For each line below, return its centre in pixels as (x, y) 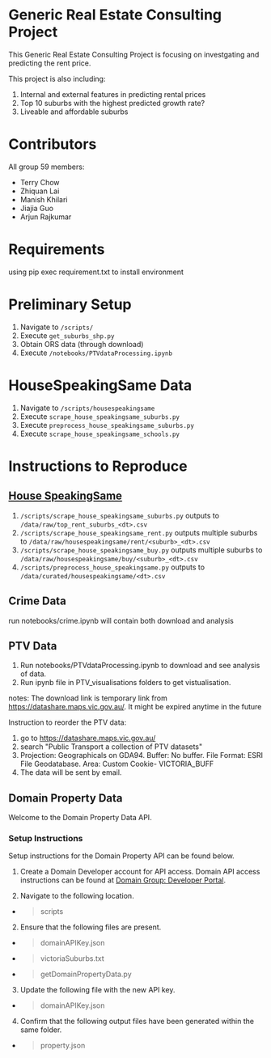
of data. (33, 674)
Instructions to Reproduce (98, 466)
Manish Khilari (44, 199)
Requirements (57, 250)
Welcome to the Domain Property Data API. (80, 818)
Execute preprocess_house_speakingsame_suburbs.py (107, 425)
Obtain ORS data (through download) (82, 344)
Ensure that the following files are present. (91, 927)
